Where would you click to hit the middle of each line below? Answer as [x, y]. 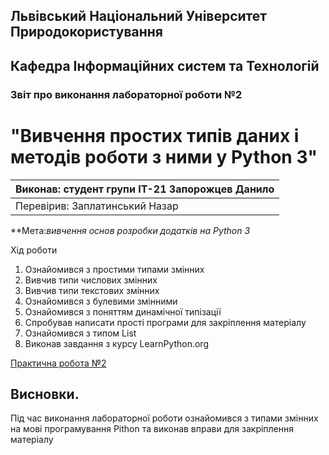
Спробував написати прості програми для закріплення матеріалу [165, 322]
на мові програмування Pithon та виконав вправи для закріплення [152, 429]
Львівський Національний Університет [139, 16]
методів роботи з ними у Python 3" [164, 156]
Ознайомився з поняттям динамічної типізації [123, 311]
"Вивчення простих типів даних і [155, 135]
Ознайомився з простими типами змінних [114, 269]
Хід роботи [34, 250]
